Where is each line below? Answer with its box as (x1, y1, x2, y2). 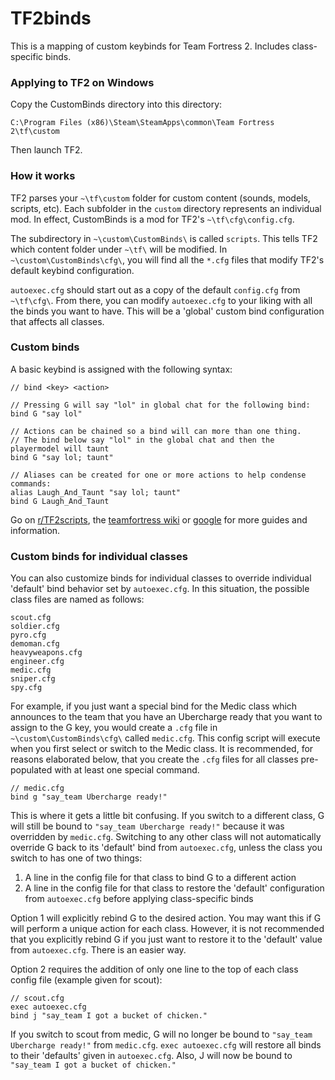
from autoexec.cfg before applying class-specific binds (24, 893, 254, 905)
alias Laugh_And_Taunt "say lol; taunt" (10, 487, 182, 497)
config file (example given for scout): (10, 974, 163, 986)
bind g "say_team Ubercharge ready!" (10, 792, 168, 802)
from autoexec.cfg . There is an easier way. (10, 944, 187, 956)
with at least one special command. (54, 764, 200, 776)
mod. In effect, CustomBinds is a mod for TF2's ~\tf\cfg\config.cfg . (10, 213, 295, 225)
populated (10, 764, 53, 776)
